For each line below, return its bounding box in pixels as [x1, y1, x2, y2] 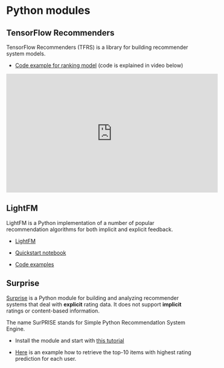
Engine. [6, 325, 25, 332]
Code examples [14, 261, 54, 268]
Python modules [6, 4, 91, 17]
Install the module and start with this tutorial [14, 337, 124, 344]
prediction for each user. [14, 355, 77, 362]
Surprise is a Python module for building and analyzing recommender [6, 294, 179, 302]
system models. [6, 50, 46, 57]
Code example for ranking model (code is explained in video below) [14, 62, 184, 69]
